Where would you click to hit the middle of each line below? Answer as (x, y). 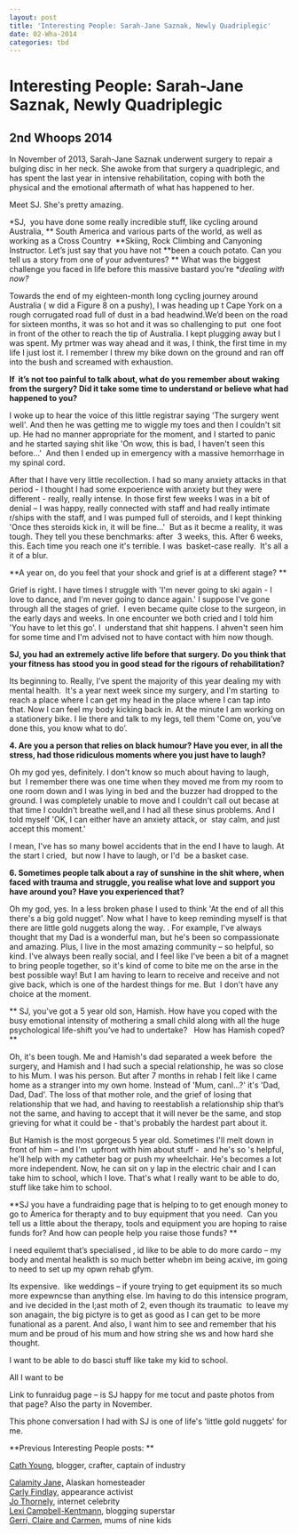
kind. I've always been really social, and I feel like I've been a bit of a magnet (149, 956)
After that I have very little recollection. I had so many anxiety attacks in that (148, 480)
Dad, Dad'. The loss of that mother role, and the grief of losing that (131, 1095)
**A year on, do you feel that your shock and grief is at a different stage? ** (148, 573)
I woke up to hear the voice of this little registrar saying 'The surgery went (144, 415)
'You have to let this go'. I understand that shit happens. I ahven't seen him (146, 628)
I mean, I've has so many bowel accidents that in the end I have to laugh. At (147, 847)
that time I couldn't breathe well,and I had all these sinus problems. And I (142, 810)
